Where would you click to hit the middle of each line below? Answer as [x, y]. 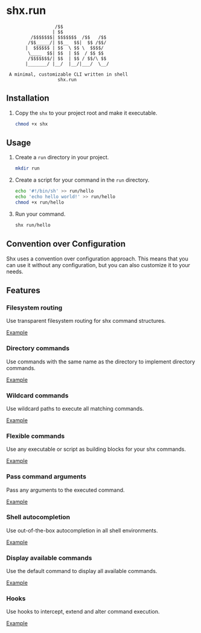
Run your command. [40, 214]
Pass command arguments [46, 477]
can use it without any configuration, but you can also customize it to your [98, 265]
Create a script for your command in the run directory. [82, 180]
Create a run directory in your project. [62, 157]
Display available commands [49, 558]
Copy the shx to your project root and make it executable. [86, 113]
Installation [28, 98]
